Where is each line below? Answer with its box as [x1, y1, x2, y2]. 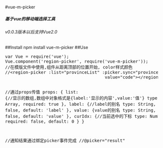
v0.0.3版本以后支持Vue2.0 [5, 29, 57, 34]
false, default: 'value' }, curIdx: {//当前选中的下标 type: [5, 114, 147, 119]
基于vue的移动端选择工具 [5, 16, 56, 21]
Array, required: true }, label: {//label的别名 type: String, [5, 101, 156, 107]
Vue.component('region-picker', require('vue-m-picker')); [5, 58, 149, 64]
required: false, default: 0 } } [5, 118, 85, 124]
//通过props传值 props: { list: [5, 89, 79, 95]
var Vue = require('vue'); [5, 53, 69, 59]
